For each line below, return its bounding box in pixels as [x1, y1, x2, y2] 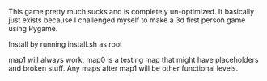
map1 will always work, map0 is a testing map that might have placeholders [8, 55, 259, 64]
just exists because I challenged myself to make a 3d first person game [8, 15, 246, 25]
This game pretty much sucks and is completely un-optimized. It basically [8, 7, 255, 16]
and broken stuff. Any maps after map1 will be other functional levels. [8, 63, 239, 73]
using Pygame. [8, 24, 58, 33]
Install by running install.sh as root [8, 39, 123, 49]
